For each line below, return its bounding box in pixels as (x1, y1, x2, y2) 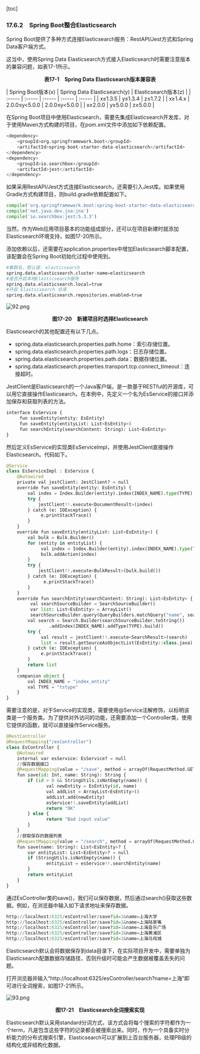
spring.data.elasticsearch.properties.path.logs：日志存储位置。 (14, 348, 170, 355)
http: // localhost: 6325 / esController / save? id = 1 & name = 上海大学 (6, 914, 158, 919)
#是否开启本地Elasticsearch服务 (6, 276, 79, 282)
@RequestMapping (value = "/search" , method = (17, 839, 132, 845)
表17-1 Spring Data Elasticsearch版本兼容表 (43, 76, 157, 83)
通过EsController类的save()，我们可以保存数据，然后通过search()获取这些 (6, 894, 187, 901)
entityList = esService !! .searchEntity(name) (46, 861, 161, 867)
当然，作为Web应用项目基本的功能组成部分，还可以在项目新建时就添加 (6, 225, 179, 232)
